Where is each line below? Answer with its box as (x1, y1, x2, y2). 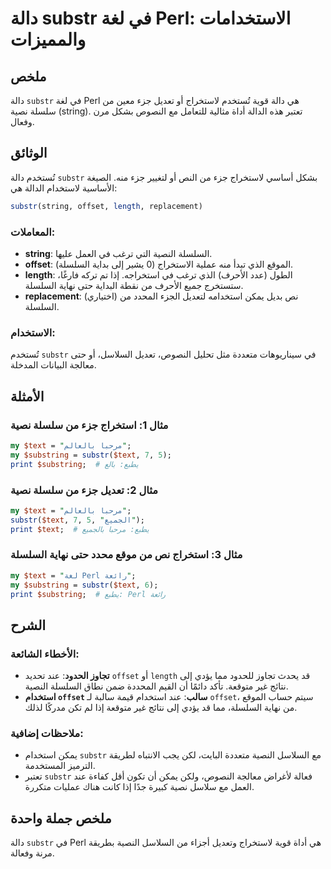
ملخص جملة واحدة (10, 810, 112, 827)
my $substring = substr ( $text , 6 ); (10, 580, 159, 590)
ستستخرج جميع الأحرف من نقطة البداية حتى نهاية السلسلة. (24, 279, 244, 291)
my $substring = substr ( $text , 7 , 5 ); (10, 450, 172, 460)
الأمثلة (10, 388, 45, 405)
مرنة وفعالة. (10, 847, 55, 859)
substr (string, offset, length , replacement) (10, 201, 203, 211)
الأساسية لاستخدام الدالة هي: (10, 182, 118, 194)
